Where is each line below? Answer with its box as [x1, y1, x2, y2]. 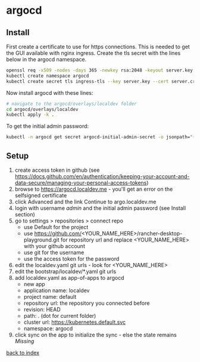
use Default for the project [23, 223, 89, 230]
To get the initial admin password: [6, 123, 89, 130]
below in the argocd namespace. [6, 56, 87, 63]
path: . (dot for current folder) [23, 312, 96, 319]
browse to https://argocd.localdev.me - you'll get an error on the [14, 185, 173, 193]
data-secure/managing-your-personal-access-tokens [14, 179, 147, 186]
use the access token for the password [23, 255, 120, 262]
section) [14, 211, 36, 218]
